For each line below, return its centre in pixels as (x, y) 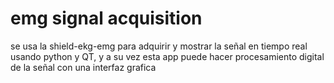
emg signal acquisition (106, 18)
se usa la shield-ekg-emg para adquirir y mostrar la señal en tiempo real (159, 46)
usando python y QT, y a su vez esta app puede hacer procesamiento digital (167, 56)
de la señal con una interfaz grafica (83, 67)
